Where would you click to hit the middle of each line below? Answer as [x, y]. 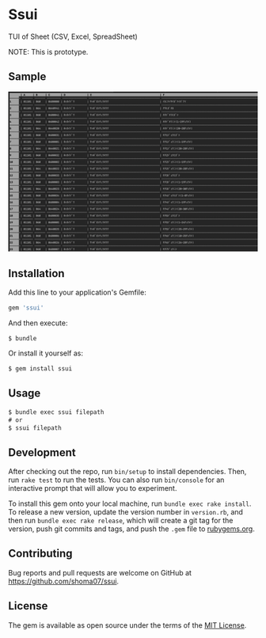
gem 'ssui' [26, 308]
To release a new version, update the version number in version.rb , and [126, 511]
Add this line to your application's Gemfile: [77, 292]
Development [42, 452]
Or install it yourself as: [46, 353]
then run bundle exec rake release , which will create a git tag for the [121, 520]
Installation [36, 273]
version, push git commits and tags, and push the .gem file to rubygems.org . [132, 529]
